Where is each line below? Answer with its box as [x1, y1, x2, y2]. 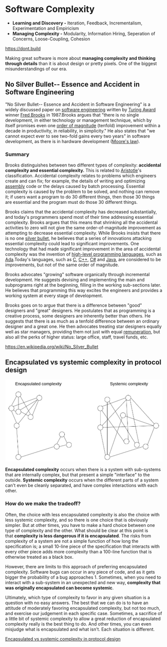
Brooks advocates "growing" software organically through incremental [5, 272, 150, 278]
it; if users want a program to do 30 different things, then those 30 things [5, 194, 155, 200]
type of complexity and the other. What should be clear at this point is [5, 527, 149, 533]
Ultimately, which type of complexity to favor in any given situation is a [5, 594, 151, 600]
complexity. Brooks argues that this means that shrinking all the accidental [5, 219, 158, 225]
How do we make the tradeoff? [5, 500, 81, 507]
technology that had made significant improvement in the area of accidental [5, 246, 161, 252]
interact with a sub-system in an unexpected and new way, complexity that [5, 579, 161, 585]
